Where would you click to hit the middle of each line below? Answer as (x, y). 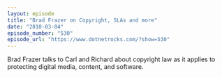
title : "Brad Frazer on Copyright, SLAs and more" (82, 20)
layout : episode (31, 14)
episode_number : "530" (40, 33)
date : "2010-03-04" (36, 26)
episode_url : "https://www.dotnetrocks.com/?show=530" (89, 40)
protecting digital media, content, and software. (75, 67)
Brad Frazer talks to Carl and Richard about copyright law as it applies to (111, 59)
